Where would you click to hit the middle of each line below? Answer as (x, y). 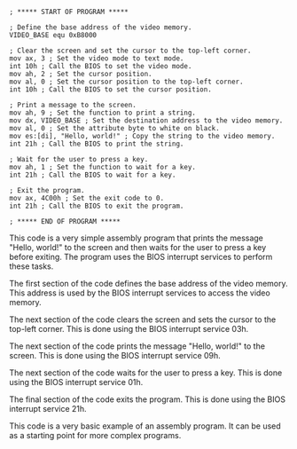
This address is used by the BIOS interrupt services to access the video (140, 293)
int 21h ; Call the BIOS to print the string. (97, 144)
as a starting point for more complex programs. (95, 435)
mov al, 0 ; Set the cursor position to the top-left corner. (126, 82)
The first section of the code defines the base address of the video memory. (148, 284)
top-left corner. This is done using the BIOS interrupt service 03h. (129, 329)
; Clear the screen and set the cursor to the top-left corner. (130, 51)
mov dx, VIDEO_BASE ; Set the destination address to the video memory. (146, 121)
